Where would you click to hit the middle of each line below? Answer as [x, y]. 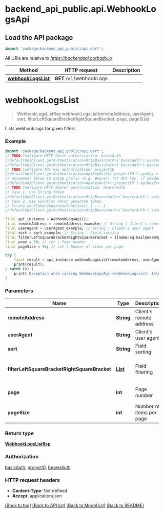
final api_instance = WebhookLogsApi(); [47, 219]
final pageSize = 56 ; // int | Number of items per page [64, 246]
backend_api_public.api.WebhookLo [81, 9]
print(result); [29, 265]
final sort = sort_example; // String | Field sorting [62, 233]
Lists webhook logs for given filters [40, 128]
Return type [20, 433]
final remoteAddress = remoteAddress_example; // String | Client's [76, 224]
